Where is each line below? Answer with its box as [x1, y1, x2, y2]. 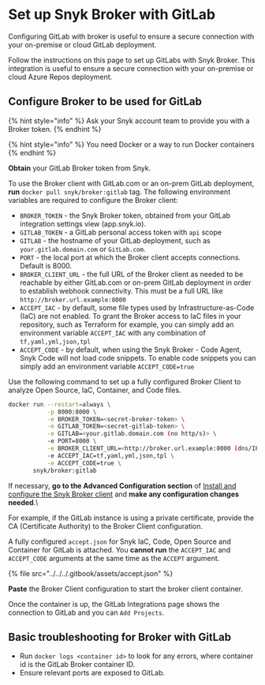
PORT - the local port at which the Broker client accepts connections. [19, 253, 241, 262]
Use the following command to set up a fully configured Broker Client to [8, 376, 241, 386]
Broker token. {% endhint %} [8, 124, 102, 133]
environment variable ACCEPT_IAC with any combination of [19, 328, 207, 337]
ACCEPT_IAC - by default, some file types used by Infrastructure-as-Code [19, 302, 255, 313]
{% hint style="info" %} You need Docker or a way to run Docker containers [8, 140, 255, 149]
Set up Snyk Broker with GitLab [8, 6, 215, 24]
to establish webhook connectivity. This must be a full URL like [19, 286, 223, 295]
